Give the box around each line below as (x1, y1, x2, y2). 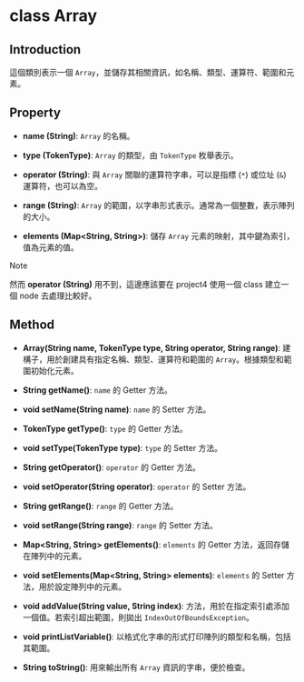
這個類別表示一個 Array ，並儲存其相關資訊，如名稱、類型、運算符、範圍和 (9, 67, 287, 77)
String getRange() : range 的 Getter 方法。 (22, 500, 179, 511)
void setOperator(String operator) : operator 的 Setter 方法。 (22, 481, 251, 492)
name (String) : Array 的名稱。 (22, 130, 135, 141)
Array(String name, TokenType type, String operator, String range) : (22, 342, 281, 353)
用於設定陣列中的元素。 (38, 581, 127, 592)
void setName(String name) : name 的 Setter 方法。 (22, 404, 211, 415)
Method (9, 317, 55, 333)
